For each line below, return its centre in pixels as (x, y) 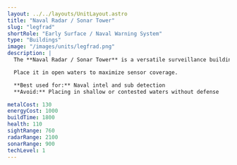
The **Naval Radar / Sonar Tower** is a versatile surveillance (110, 60)
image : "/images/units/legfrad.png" (61, 47)
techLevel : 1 (26, 150)
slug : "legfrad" (31, 27)
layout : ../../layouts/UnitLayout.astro (68, 14)
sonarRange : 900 (31, 144)
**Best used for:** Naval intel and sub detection (90, 85)
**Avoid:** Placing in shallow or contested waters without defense (116, 92)
